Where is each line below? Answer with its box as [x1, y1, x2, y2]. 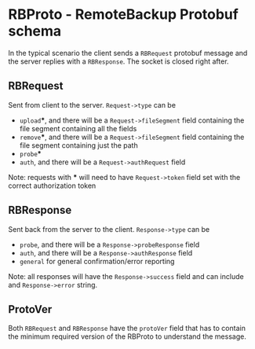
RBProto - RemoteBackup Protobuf [8, 6, 239, 24]
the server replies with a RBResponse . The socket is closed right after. [8, 57, 229, 66]
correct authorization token [8, 181, 97, 190]
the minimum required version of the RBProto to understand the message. [8, 332, 247, 341]
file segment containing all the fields [19, 123, 137, 133]
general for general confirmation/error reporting [19, 256, 175, 266]
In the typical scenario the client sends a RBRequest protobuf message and [8, 48, 248, 57]
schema [8, 22, 62, 40]
